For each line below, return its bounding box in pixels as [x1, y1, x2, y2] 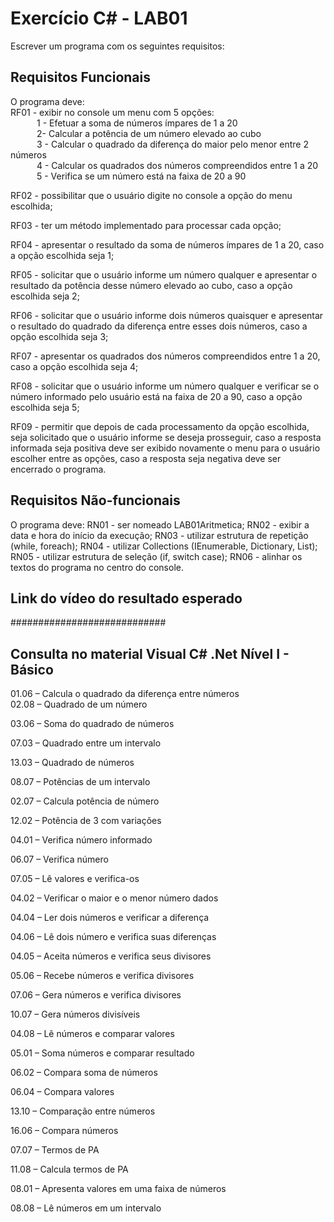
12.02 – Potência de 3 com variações [10, 815, 162, 827]
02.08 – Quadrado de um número [10, 698, 148, 711]
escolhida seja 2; [10, 290, 80, 302]
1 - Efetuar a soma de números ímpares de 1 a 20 [36, 117, 238, 129]
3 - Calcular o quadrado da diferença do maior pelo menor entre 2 [36, 138, 309, 150]
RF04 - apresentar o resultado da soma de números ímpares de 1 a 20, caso [10, 238, 325, 251]
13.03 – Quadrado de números [10, 757, 135, 769]
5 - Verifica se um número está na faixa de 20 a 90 [36, 170, 247, 182]
